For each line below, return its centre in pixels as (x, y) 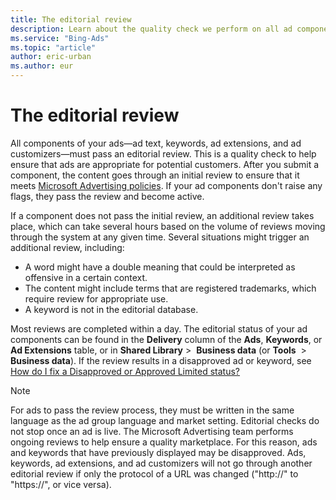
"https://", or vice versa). (61, 484)
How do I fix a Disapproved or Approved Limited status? (125, 371)
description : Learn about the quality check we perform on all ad (151, 29)
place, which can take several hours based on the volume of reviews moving (168, 226)
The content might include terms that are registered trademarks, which (170, 288)
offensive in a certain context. (86, 277)
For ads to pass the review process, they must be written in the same (152, 410)
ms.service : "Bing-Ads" (60, 38)
